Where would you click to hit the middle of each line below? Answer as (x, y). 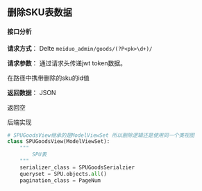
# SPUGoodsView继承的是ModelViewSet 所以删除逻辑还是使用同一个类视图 (101, 135)
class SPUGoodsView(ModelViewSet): (59, 142)
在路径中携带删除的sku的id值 (49, 78)
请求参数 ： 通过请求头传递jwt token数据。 (67, 63)
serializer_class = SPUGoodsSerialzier (77, 167)
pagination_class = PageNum (60, 180)
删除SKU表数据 (40, 13)
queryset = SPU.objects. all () (64, 174)
